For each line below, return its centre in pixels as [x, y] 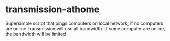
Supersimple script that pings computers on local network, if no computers [84, 23]
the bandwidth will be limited [36, 34]
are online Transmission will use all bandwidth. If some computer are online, [85, 28]
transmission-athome [52, 9]
